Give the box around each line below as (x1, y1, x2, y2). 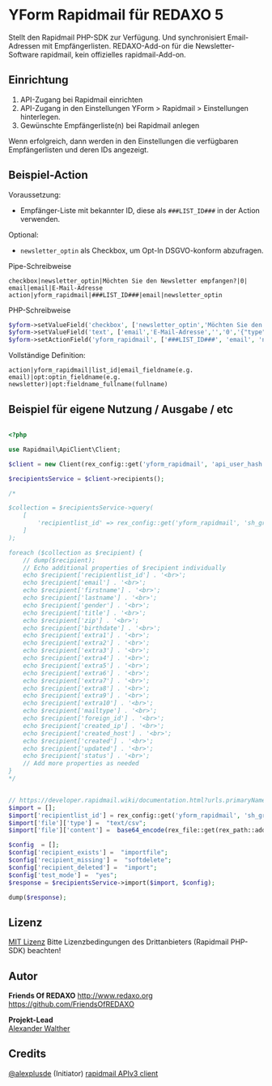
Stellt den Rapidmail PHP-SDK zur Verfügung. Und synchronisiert (8, 32, 226, 42)
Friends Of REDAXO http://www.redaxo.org (8, 990, 154, 1000)
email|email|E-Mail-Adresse (8, 283, 104, 292)
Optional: (8, 229, 39, 240)
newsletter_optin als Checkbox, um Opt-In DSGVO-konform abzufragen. (19, 245, 264, 255)
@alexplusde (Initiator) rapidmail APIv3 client (8, 1068, 159, 1078)
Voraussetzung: (8, 190, 62, 199)
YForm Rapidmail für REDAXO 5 (8, 6, 224, 24)
